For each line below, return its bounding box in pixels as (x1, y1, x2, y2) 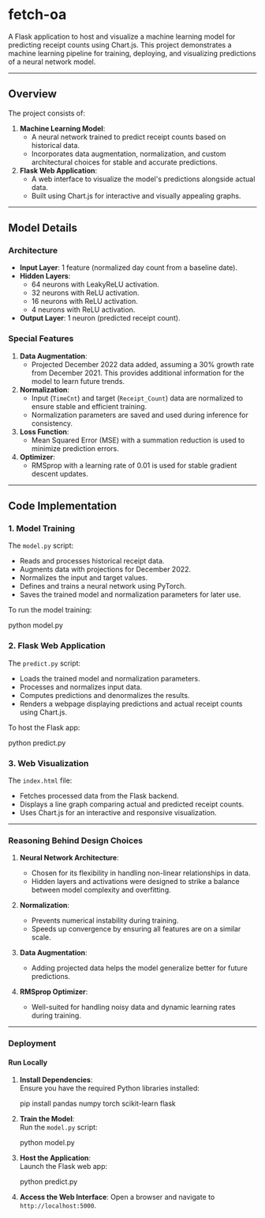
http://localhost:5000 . (19, 1201, 97, 1210)
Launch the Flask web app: (19, 1162, 108, 1171)
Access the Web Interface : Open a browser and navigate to (19, 1193, 215, 1202)
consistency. (31, 418, 73, 428)
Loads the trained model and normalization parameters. (19, 674, 201, 683)
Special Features (8, 333, 74, 344)
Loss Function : (19, 427, 69, 436)
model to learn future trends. (31, 376, 125, 385)
